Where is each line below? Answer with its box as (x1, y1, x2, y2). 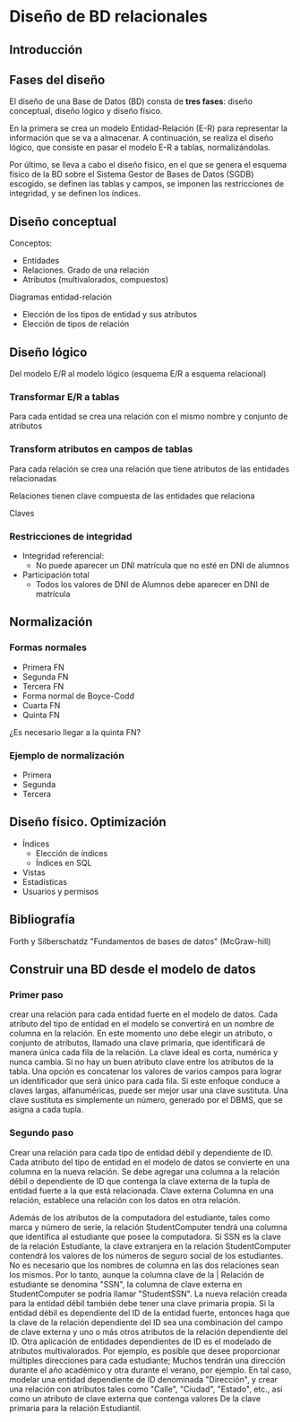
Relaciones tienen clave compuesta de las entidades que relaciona (9, 490, 255, 501)
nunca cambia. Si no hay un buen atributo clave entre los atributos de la (9, 1056, 275, 1068)
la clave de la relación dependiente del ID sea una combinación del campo (9, 1316, 284, 1328)
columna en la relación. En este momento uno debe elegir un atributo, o (9, 1028, 273, 1039)
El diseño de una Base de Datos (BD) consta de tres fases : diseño (9, 96, 253, 107)
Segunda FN (21, 671, 69, 682)
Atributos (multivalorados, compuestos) (21, 274, 169, 285)
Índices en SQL (35, 857, 92, 868)
